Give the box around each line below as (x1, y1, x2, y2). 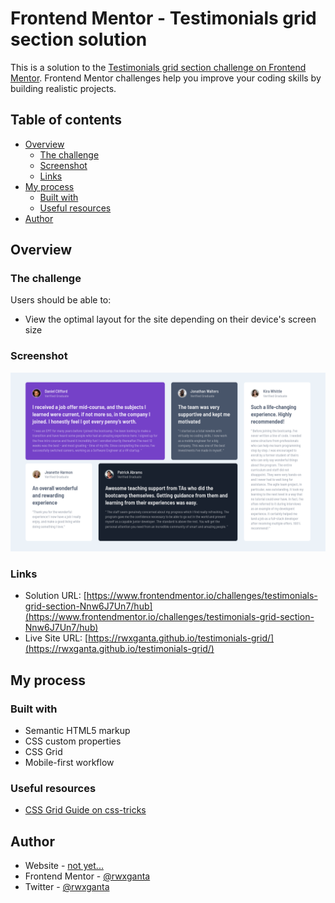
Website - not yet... (24, 860, 104, 872)
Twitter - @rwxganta (24, 881, 110, 893)
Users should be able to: (10, 294, 112, 306)
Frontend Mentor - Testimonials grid (10, 7, 317, 30)
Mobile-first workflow (24, 757, 115, 769)
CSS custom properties (24, 735, 122, 747)
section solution (10, 28, 148, 51)
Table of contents (10, 112, 122, 129)
